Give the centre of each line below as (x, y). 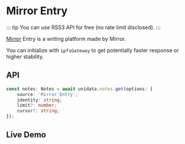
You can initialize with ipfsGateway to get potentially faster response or (93, 50)
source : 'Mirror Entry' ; (48, 94)
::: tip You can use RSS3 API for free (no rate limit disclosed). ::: (84, 27)
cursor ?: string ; (38, 111)
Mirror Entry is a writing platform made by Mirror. (66, 39)
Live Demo (26, 135)
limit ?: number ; (37, 105)
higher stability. (25, 56)
